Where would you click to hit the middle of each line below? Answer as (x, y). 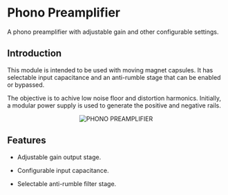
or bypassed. (26, 85)
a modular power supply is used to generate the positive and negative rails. (114, 105)
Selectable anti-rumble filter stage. (67, 183)
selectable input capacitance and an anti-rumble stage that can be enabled (114, 77)
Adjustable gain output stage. (59, 157)
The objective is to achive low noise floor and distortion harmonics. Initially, (114, 98)
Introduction (35, 53)
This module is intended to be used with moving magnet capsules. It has (110, 70)
